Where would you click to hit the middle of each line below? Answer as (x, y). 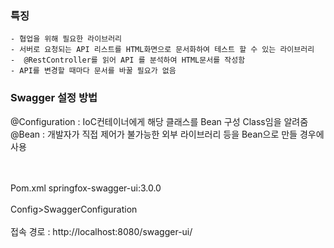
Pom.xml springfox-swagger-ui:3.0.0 (86, 188)
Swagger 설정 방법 (54, 98)
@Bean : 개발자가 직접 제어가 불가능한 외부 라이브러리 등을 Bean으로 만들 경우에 (167, 134)
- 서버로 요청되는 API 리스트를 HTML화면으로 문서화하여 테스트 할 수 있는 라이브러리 (162, 50)
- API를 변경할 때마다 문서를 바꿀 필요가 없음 (93, 71)
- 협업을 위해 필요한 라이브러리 (66, 39)
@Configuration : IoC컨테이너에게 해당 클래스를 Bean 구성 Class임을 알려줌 (159, 121)
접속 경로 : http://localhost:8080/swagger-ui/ (101, 231)
